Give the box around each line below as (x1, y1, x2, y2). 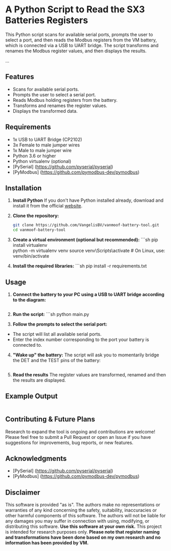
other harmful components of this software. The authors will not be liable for (5, 513, 166, 519)
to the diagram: (12, 296, 46, 303)
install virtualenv (12, 242, 47, 248)
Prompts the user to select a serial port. (12, 91, 96, 98)
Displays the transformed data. (12, 108, 78, 114)
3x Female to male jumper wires (12, 142, 80, 148)
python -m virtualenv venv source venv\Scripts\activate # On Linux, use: (12, 247, 165, 254)
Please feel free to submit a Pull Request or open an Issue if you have (5, 434, 152, 440)
